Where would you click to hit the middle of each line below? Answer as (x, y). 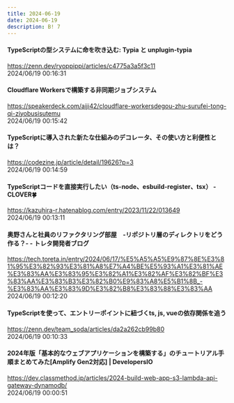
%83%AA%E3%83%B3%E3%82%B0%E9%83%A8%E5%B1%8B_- (105, 281)
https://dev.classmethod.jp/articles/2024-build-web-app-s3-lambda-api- (112, 378)
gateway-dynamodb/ (37, 385)
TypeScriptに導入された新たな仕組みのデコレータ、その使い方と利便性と (112, 137)
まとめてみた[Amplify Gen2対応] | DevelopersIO (83, 362)
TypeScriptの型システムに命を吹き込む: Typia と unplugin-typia (100, 50)
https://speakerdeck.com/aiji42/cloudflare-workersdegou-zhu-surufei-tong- (117, 106)
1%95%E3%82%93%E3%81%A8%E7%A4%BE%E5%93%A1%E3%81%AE (115, 266)
